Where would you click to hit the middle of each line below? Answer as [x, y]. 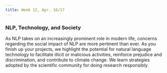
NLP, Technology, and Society [43, 27]
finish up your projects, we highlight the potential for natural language [78, 49]
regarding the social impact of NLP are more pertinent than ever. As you [81, 44]
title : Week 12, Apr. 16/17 [35, 10]
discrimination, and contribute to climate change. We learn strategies [78, 60]
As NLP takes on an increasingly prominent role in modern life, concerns [81, 38]
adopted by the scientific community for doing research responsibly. [77, 65]
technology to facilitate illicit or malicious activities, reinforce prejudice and [83, 54]
